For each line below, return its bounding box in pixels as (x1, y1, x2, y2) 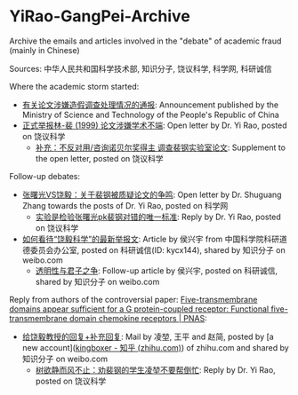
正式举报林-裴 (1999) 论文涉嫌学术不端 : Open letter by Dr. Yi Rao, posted (21, 120, 287, 130)
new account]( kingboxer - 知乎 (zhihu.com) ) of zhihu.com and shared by (21, 342, 289, 352)
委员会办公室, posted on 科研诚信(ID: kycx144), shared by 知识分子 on (29, 244, 286, 255)
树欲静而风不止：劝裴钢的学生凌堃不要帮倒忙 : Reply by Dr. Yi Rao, (35, 364, 276, 375)
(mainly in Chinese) (9, 44, 80, 55)
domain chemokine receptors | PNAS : (69, 312, 207, 323)
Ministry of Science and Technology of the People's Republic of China (21, 109, 280, 120)
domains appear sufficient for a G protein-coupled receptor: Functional (9, 304, 270, 314)
